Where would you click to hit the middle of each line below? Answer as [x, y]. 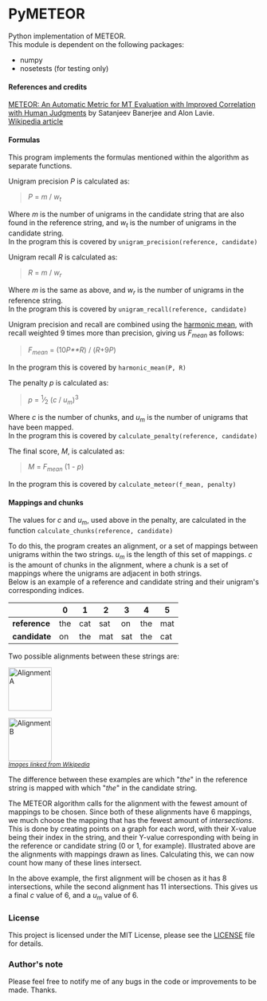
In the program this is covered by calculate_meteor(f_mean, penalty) [122, 485]
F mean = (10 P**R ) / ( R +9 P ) [72, 351]
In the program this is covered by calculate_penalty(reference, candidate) [133, 436]
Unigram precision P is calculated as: [69, 181]
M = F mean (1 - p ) [56, 468]
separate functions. [40, 166]
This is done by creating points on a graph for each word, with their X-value [132, 829]
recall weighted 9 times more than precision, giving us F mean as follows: [126, 334]
